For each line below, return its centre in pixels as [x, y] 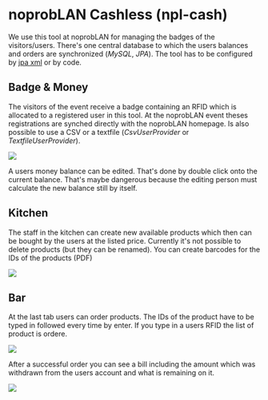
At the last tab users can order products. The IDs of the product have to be [131, 317]
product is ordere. [38, 334]
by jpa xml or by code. [45, 62]
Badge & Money [48, 87]
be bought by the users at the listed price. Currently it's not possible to [125, 240]
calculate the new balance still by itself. [73, 188]
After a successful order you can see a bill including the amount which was [132, 364]
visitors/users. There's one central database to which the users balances [128, 45]
